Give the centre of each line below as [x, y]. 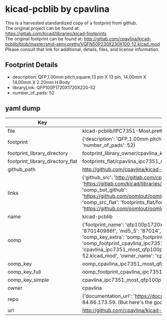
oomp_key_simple [28, 280]
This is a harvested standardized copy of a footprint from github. [71, 23]
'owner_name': [137, 255]
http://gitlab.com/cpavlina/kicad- [118, 39]
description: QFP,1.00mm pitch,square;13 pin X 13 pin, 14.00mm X [79, 77]
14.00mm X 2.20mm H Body [41, 82]
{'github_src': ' [99, 177]
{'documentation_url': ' [108, 296]
